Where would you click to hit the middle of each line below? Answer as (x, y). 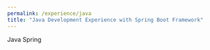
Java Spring (24, 39)
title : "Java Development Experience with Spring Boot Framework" (105, 20)
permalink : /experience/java (49, 13)
